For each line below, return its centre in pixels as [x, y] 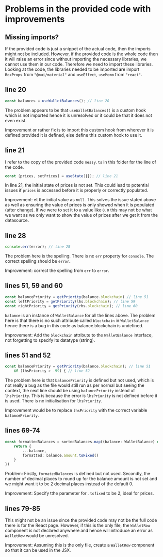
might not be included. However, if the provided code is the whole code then [81, 54]
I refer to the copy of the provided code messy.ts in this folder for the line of [81, 162]
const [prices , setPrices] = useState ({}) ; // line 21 [62, 176]
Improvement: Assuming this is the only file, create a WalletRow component [80, 545]
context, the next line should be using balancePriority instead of [70, 391]
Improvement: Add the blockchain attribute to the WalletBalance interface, [79, 335]
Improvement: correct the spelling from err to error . [57, 271]
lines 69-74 [23, 431]
